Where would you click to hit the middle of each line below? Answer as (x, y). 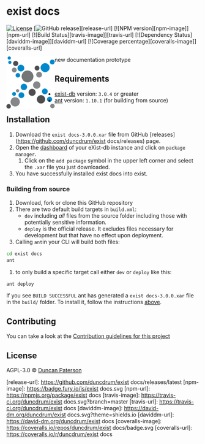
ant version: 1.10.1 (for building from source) (111, 100)
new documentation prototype (93, 59)
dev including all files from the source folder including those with (106, 215)
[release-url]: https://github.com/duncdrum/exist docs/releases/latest (94, 382)
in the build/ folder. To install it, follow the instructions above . (84, 302)
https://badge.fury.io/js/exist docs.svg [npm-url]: (88, 389)
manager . (26, 154)
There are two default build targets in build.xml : (76, 209)
